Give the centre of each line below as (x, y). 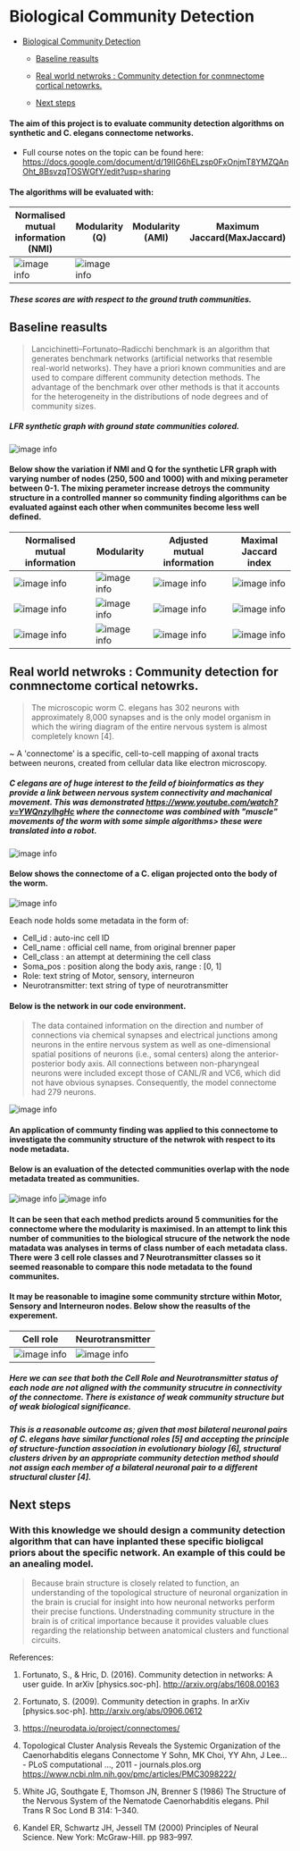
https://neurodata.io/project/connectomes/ (101, 1729)
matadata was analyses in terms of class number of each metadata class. (149, 1248)
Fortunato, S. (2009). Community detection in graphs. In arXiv (136, 1702)
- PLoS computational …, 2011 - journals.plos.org (112, 1765)
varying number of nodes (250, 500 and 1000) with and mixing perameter (149, 479)
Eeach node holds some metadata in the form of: (99, 920)
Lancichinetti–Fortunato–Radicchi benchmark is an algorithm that (150, 349)
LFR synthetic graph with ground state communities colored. (124, 426)
